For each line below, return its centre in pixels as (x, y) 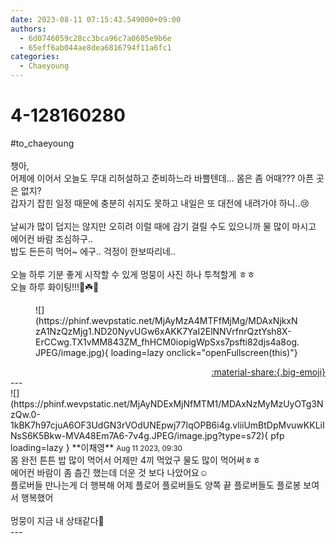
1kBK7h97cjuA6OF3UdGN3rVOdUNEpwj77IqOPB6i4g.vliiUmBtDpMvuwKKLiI (167, 425)
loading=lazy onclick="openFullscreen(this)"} (204, 352)
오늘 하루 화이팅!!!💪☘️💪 (55, 287)
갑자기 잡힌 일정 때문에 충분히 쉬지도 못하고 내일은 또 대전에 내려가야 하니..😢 (160, 203)
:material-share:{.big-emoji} (268, 372)
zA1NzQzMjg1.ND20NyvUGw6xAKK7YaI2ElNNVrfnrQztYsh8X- (163, 331)
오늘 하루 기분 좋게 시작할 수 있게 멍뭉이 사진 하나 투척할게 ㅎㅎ (133, 274)
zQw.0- (25, 414)
